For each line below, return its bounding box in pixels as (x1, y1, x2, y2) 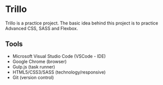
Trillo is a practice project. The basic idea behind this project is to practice (5, 20, 158, 26)
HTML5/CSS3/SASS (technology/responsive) (12, 69, 106, 75)
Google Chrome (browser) (12, 58, 67, 64)
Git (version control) (12, 74, 54, 80)
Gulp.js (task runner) (12, 63, 55, 69)
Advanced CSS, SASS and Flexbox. (5, 25, 78, 31)
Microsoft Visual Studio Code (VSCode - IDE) (12, 53, 106, 59)
